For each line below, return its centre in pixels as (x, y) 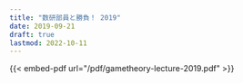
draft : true (32, 34)
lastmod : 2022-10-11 (49, 43)
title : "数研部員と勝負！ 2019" (65, 18)
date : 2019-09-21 (42, 26)
